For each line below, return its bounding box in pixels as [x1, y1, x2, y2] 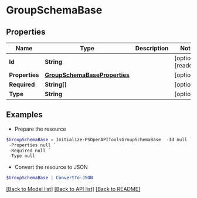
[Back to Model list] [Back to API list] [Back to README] [6, 186, 141, 193]
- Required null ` [8, 148, 51, 153]
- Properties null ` [8, 142, 57, 148]
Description [135, 45, 169, 52]
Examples [6, 110, 43, 120]
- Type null [8, 153, 35, 159]
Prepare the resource [14, 125, 66, 132]
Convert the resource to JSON [14, 163, 88, 170]
